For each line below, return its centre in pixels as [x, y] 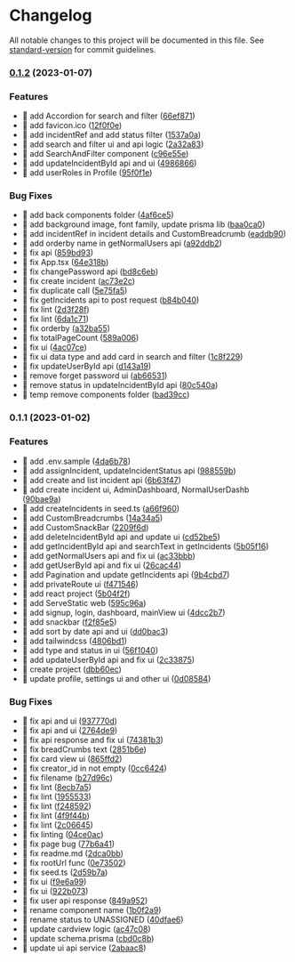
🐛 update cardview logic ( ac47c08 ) [86, 929]
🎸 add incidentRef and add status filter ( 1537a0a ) [112, 135]
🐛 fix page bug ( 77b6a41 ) [68, 844]
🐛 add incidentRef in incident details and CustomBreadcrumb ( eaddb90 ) [154, 234]
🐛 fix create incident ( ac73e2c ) [79, 281]
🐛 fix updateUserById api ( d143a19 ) [87, 367]
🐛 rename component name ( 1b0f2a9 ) [92, 909]
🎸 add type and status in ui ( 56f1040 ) [90, 650]
